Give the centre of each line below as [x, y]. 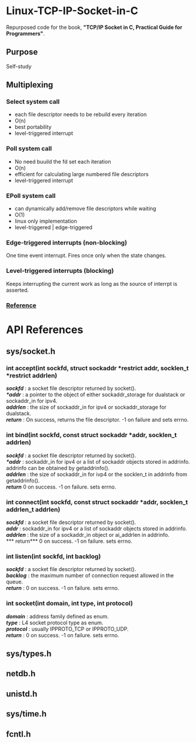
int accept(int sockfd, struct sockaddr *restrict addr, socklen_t [98, 369]
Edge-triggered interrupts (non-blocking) [67, 242]
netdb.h [21, 674]
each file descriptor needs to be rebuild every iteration [81, 115]
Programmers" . [26, 33]
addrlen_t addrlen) [33, 509]
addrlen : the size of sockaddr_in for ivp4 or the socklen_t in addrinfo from [97, 474]
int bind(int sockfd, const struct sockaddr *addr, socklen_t [92, 435]
